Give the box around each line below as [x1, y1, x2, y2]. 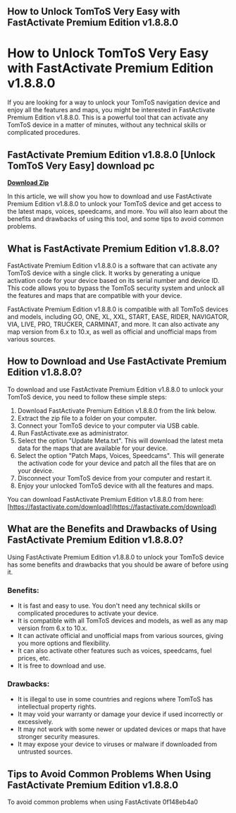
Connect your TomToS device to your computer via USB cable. [17, 421, 199, 430]
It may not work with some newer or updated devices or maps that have [17, 725, 227, 733]
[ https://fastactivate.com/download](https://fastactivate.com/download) [7, 502, 217, 511]
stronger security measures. [17, 733, 100, 741]
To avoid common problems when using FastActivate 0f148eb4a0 [7, 797, 199, 806]
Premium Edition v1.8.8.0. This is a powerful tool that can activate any [7, 113, 209, 122]
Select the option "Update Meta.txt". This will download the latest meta [17, 436, 223, 445]
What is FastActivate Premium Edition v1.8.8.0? [7, 243, 220, 255]
